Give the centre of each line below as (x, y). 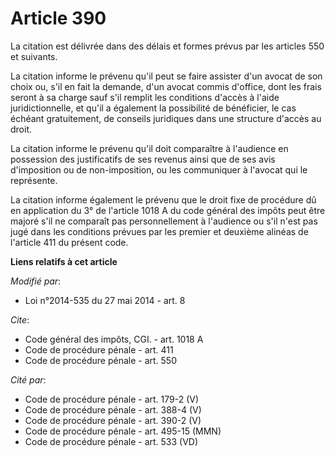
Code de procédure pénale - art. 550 (100, 360)
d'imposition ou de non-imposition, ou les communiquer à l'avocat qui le (159, 169)
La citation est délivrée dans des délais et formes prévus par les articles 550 (167, 46)
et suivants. (34, 56)
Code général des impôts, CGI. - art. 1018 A (114, 339)
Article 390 (58, 18)
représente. (34, 180)
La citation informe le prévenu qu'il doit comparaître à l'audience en (149, 148)
